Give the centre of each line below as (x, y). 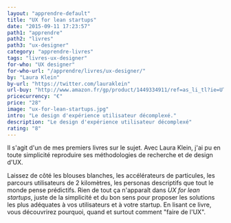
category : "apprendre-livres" (51, 52)
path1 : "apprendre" (35, 33)
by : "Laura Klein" (33, 77)
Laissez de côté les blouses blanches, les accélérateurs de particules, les (111, 176)
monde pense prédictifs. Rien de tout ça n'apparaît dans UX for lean (104, 190)
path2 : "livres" (30, 39)
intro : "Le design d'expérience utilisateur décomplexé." (92, 115)
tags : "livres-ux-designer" (47, 58)
